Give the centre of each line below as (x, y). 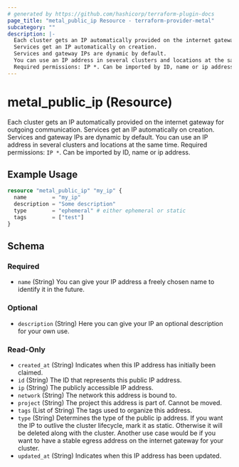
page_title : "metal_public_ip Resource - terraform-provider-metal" (111, 21)
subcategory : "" (31, 27)
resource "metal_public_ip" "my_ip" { (65, 191)
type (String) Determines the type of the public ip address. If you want (120, 418)
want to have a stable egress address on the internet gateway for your (121, 440)
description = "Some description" (65, 204)
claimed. (30, 372)
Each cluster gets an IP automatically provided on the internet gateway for (116, 122)
